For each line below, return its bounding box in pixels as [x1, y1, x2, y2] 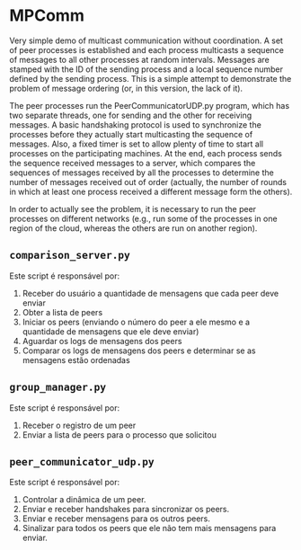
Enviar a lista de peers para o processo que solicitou [22, 429, 217, 440]
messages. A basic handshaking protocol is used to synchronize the [9, 119, 262, 130]
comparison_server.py [9, 249, 130, 262]
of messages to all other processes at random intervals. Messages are [9, 54, 270, 65]
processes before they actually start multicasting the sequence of [9, 129, 253, 139]
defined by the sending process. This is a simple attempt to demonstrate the [9, 73, 292, 84]
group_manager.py [9, 381, 106, 394]
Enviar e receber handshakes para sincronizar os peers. [22, 504, 230, 515]
